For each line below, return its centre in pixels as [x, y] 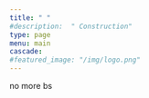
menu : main [30, 43]
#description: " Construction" [71, 26]
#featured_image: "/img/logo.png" [75, 60]
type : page [30, 34]
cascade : [26, 52]
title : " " [30, 18]
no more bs [31, 86]
